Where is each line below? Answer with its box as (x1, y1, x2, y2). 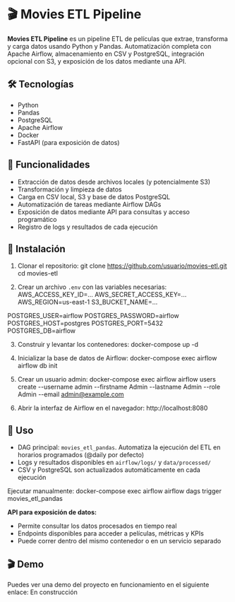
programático (17, 215, 58, 223)
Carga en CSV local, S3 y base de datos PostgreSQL (17, 192, 171, 201)
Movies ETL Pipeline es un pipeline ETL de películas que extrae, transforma (7, 34, 228, 43)
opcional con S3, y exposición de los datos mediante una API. (7, 57, 187, 65)
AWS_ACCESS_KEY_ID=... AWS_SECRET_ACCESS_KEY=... (17, 290, 187, 299)
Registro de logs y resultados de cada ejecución (17, 223, 158, 231)
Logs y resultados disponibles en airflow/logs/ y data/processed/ (17, 458, 212, 467)
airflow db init (17, 362, 58, 370)
